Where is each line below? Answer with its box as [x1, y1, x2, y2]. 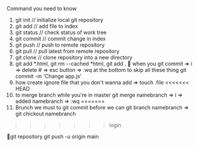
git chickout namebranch [15, 110, 76, 117]
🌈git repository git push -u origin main [6, 133, 99, 140]
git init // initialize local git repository [15, 16, 104, 23]
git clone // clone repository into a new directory [15, 54, 133, 61]
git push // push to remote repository [15, 41, 105, 48]
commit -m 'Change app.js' [15, 73, 82, 79]
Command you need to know [6, 5, 77, 12]
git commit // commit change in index [15, 35, 106, 42]
